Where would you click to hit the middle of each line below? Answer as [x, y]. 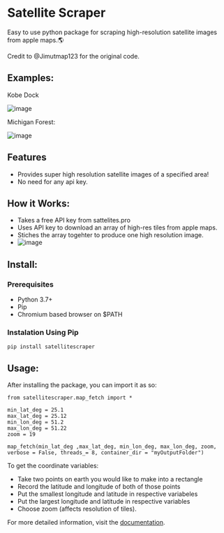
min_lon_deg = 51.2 [36, 422]
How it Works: [38, 203]
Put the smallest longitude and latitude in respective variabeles [107, 494]
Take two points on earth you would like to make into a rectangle [110, 479]
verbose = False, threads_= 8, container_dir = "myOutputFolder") [106, 453]
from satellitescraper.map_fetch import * [70, 398]
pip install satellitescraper [51, 347]
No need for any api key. [53, 181]
